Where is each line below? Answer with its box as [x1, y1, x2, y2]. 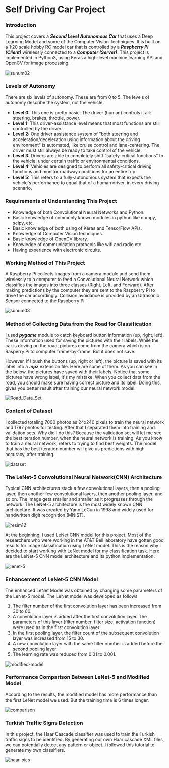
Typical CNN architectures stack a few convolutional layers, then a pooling [5, 485, 160, 492]
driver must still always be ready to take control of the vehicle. [12, 147, 142, 153]
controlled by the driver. [12, 125, 63, 131]
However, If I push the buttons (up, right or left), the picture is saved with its [5, 358, 162, 364]
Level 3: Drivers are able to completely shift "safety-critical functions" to [12, 152, 164, 158]
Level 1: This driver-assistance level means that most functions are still [12, 120, 160, 126]
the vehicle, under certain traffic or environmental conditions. [12, 158, 140, 164]
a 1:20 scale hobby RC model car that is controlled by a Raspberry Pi [5, 44, 149, 50]
